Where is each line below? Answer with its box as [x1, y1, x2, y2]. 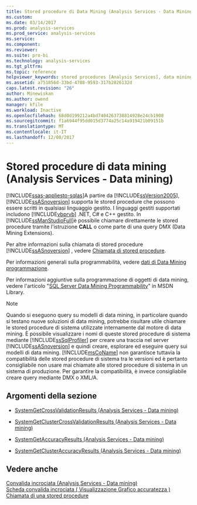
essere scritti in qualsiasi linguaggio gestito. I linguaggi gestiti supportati [6, 204, 181, 211]
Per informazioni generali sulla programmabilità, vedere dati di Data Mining [6, 258, 186, 265]
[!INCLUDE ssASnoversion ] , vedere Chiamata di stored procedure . [6, 247, 166, 254]
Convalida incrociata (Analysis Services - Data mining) [6, 480, 138, 487]
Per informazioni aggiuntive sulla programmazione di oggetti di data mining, [6, 276, 189, 283]
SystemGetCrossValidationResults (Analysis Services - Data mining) [14, 407, 179, 414]
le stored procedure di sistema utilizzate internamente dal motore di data [6, 324, 182, 331]
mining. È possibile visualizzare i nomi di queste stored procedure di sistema [6, 330, 191, 337]
